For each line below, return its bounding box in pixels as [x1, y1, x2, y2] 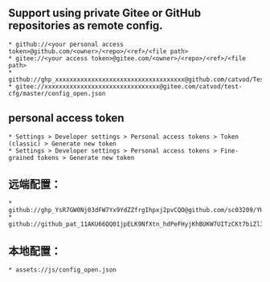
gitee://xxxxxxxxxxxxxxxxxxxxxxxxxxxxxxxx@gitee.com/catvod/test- [15, 82, 243, 91]
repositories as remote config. [8, 19, 163, 33]
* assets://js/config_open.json [8, 266, 117, 274]
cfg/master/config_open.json [8, 89, 106, 97]
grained [8, 153, 35, 161]
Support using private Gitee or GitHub [8, 6, 202, 20]
